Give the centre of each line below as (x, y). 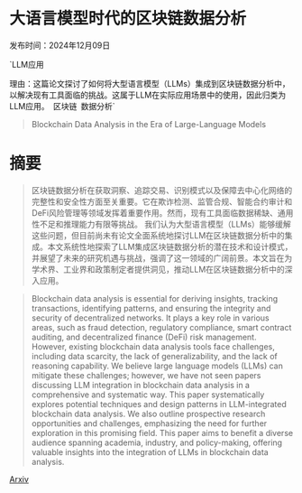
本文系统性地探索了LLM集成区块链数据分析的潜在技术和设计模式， (170, 246)
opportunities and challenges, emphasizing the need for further (149, 423)
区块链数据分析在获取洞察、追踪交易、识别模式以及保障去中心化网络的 (162, 190)
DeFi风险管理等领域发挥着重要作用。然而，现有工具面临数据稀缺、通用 (162, 212)
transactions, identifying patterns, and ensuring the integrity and (151, 308)
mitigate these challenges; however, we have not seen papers (146, 375)
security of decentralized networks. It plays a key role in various (151, 318)
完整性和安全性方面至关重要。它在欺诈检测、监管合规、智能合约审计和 (162, 201)
